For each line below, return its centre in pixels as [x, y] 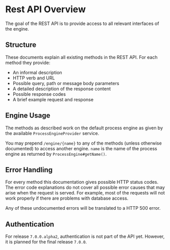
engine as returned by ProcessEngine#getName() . [56, 154]
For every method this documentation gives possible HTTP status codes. [82, 182]
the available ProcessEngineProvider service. [52, 133]
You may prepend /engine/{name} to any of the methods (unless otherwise [83, 143]
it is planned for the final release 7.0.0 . [46, 242]
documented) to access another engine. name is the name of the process [81, 148]
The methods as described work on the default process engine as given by [84, 128]
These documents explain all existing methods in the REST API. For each [81, 57]
